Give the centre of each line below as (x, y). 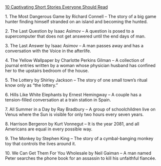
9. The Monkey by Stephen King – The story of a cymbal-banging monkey (79, 138)
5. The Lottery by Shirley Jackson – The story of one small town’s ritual (76, 80)
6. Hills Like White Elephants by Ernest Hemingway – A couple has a (73, 95)
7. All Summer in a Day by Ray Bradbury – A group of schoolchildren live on (80, 109)
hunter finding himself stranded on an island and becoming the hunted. (76, 22)
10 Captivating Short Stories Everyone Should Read (57, 7)
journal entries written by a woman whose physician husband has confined (80, 65)
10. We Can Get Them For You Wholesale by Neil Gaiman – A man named (78, 153)
